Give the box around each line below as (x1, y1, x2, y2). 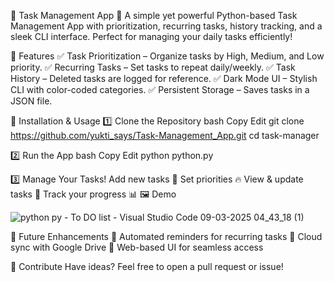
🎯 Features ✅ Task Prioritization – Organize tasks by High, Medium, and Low (10, 50, 325, 62)
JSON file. (10, 95, 53, 107)
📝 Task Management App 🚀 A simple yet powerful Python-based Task (10, 10, 298, 21)
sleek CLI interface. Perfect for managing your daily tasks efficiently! (10, 31, 293, 42)
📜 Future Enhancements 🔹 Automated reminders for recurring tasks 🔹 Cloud (10, 231, 323, 242)
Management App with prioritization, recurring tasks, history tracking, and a (10, 20, 323, 32)
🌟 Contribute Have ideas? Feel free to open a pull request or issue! (10, 261, 284, 272)
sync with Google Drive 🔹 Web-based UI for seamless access (10, 241, 264, 253)
